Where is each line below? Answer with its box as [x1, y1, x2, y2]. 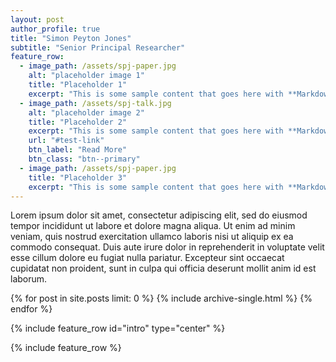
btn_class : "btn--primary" [28, 154, 141, 164]
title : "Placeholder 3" [28, 172, 128, 183]
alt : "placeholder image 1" [28, 71, 145, 81]
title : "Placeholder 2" [28, 117, 128, 127]
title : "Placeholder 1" [28, 80, 128, 90]
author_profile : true [10, 24, 101, 34]
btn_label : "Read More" [28, 145, 128, 155]
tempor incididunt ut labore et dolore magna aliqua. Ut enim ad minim [10, 220, 296, 232]
